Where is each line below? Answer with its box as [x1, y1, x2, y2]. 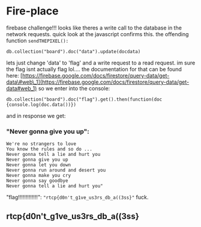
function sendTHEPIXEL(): [6, 37, 69, 44]
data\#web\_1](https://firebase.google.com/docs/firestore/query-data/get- [6, 78, 190, 86]
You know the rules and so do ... [6, 146, 93, 152]
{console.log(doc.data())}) [6, 101, 77, 108]
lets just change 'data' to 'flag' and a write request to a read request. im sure [6, 59, 196, 66]
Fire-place [6, 4, 59, 18]
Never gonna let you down [6, 162, 71, 168]
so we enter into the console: [38, 84, 110, 92]
